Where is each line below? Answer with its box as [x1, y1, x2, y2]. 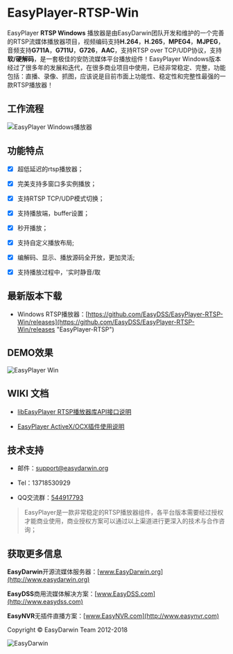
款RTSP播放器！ [7, 80, 53, 89]
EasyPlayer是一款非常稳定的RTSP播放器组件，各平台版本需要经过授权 [24, 508, 224, 517]
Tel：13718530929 [17, 479, 71, 487]
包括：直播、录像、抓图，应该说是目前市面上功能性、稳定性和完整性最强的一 [7, 71, 226, 80]
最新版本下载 [7, 290, 62, 302]
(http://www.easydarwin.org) [7, 576, 90, 584]
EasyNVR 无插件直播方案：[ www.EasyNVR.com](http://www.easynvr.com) [7, 612, 220, 620]
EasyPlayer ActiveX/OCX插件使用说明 [17, 422, 125, 431]
